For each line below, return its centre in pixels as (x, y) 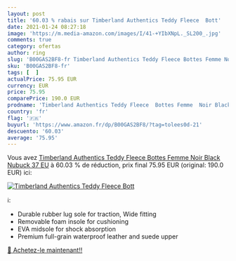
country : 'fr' (28, 112)
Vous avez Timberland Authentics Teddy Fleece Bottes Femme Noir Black (114, 158)
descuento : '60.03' (36, 131)
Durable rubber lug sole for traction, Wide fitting (87, 214)
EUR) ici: (20, 173)
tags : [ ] (23, 72)
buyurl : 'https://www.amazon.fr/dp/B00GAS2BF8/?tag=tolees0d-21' (105, 125)
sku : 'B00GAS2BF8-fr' (39, 66)
